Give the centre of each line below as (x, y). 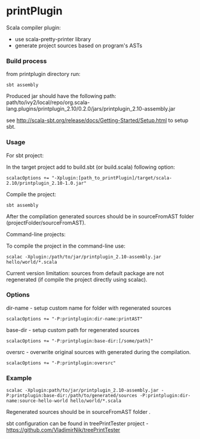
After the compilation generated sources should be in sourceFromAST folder (100, 216)
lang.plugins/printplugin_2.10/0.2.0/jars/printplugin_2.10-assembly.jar (91, 109)
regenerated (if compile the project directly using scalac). (77, 279)
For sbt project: (25, 155)
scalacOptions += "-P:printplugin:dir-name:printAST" (75, 319)
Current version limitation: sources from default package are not (85, 273)
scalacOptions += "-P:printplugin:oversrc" (61, 363)
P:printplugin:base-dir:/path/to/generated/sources (72, 396)
